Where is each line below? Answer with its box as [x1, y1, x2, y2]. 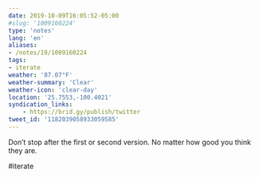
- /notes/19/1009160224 [8, 49, 88, 57]
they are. [8, 145, 37, 155]
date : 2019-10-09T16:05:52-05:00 [8, 11, 120, 20]
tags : [8, 57, 26, 65]
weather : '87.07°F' [8, 71, 73, 79]
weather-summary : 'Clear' [8, 78, 94, 86]
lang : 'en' [8, 33, 45, 42]
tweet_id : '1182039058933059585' [8, 116, 120, 124]
